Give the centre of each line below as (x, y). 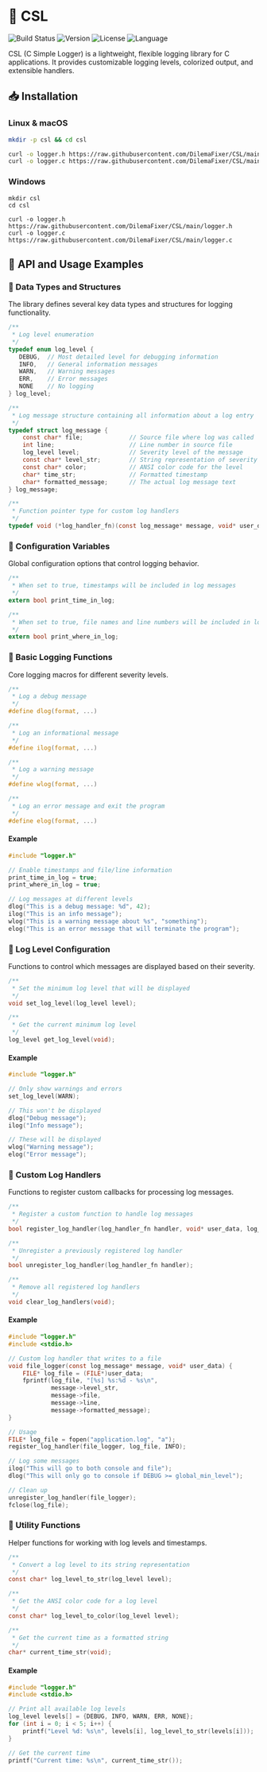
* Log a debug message (49, 696)
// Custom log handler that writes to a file (85, 1359)
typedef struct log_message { (58, 430)
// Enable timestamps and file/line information (90, 870)
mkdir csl (25, 198)
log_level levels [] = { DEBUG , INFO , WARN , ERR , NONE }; (101, 1716)
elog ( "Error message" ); (48, 1155)
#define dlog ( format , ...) (53, 712)
